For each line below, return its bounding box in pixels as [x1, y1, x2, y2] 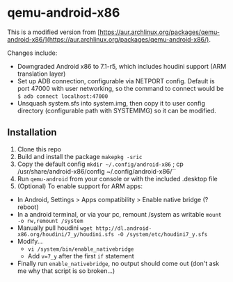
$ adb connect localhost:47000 [17, 92, 109, 100]
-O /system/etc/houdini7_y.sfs [117, 231, 208, 238]
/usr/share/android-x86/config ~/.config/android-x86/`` [17, 167, 177, 175]
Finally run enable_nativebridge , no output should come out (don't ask [17, 259, 220, 267]
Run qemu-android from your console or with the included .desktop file [17, 174, 218, 183]
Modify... [17, 237, 43, 245]
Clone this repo [17, 144, 61, 154]
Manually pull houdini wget [17, 224, 93, 232]
